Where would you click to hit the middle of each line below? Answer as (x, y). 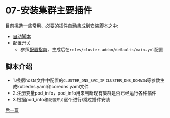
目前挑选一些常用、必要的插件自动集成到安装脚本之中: (62, 26)
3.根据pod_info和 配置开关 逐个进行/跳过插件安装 (62, 99)
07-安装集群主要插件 (49, 10)
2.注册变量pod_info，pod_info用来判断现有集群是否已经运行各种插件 (84, 93)
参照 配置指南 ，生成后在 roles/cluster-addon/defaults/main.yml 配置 (92, 49)
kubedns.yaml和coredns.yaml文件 (53, 86)
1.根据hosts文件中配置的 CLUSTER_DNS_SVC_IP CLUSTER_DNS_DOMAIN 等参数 (87, 80)
